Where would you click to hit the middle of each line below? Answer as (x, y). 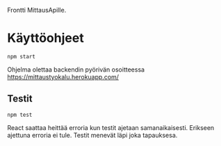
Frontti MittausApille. (37, 10)
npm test (20, 115)
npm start (22, 56)
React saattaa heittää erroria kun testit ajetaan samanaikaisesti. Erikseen (111, 127)
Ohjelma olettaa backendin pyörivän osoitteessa (76, 70)
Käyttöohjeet (46, 38)
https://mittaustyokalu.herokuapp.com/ (63, 76)
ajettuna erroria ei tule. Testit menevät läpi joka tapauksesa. (92, 135)
